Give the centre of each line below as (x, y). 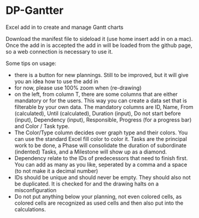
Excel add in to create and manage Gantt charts (65, 27)
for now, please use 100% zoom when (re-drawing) (78, 87)
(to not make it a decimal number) (56, 171)
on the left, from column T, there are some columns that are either (96, 94)
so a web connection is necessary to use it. (59, 51)
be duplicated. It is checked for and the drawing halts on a (86, 184)
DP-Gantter (35, 11)
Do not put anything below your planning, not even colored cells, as (98, 196)
